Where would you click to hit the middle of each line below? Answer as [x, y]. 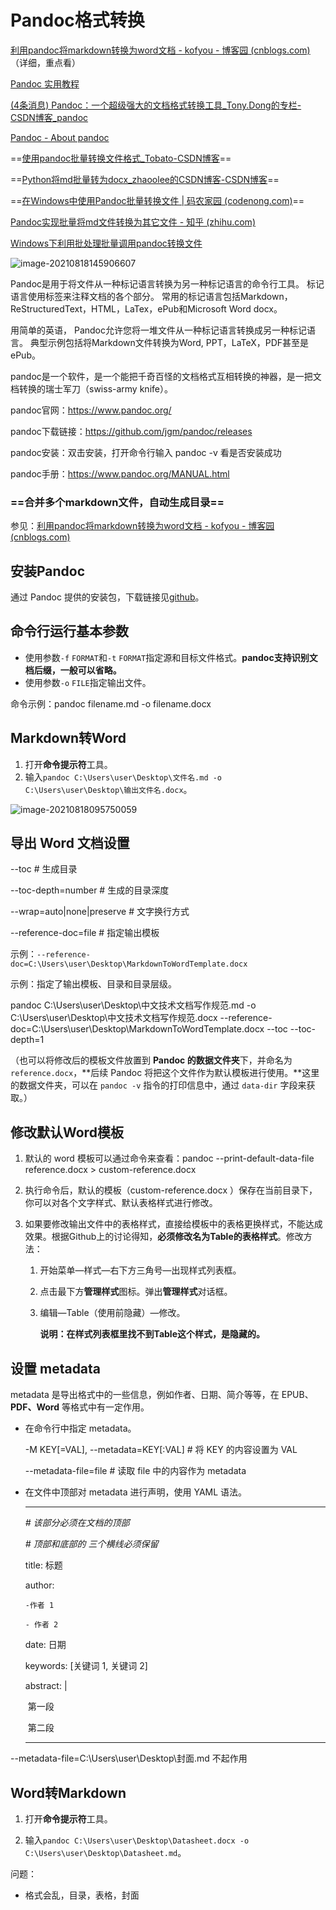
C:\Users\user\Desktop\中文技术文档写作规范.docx [114, 1018]
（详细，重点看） [45, 62]
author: [39, 1585]
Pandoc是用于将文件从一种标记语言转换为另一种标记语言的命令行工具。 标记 [167, 283]
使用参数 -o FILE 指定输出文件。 [88, 682]
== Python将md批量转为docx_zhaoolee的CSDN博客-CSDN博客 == [145, 179]
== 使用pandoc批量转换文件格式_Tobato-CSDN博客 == [121, 158]
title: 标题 [43, 1565]
